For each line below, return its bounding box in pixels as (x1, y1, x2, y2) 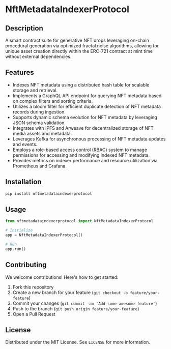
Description (5, 24, 43, 33)
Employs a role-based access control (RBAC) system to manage (12, 147, 148, 153)
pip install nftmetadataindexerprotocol (5, 191, 93, 196)
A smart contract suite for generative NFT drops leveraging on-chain (5, 37, 149, 43)
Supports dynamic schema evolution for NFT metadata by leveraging (12, 114, 158, 120)
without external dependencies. (5, 53, 72, 60)
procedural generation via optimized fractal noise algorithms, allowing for (5, 43, 159, 49)
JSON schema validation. (12, 120, 66, 126)
